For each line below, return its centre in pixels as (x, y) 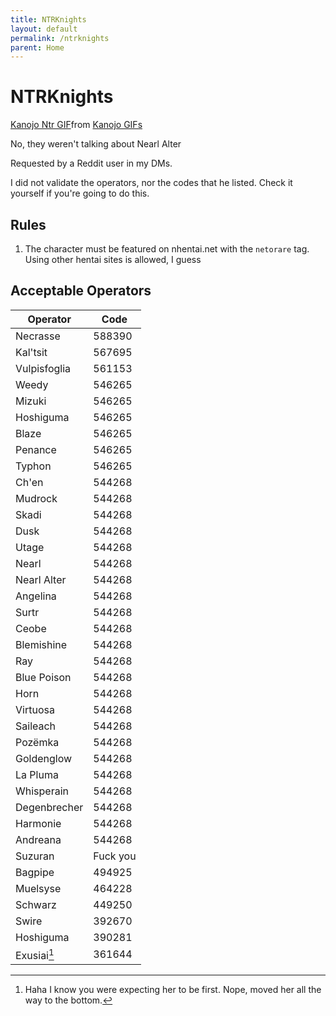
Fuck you (115, 856)
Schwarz (36, 904)
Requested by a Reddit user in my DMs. (91, 163)
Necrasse (38, 336)
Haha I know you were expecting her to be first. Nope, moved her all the (173, 990)
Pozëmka (37, 742)
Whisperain (42, 791)
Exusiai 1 (35, 954)
